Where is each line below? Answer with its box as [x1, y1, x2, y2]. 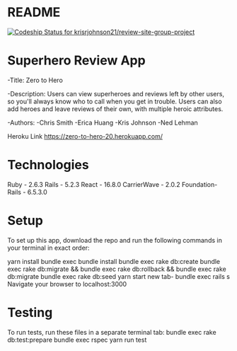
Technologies [7, 157, 90, 173]
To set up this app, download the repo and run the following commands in [7, 236, 223, 244]
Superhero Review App [7, 52, 146, 69]
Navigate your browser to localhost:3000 [7, 280, 127, 288]
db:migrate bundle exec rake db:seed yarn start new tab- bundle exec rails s [7, 272, 230, 280]
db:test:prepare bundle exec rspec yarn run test [7, 335, 147, 344]
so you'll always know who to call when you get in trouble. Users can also [7, 97, 222, 105]
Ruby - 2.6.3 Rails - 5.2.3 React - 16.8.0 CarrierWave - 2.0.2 [7, 180, 180, 188]
